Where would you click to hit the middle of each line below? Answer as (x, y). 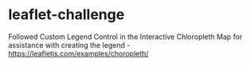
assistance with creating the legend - (69, 45)
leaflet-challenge (67, 15)
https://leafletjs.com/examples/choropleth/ (78, 53)
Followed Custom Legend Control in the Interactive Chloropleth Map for (125, 37)
